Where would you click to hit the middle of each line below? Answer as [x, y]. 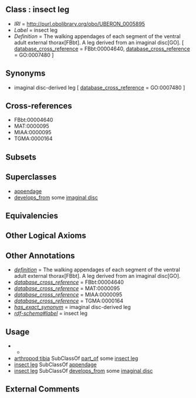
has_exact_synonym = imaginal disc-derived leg [72, 307]
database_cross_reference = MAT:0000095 [67, 288]
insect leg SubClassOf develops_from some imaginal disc [83, 371]
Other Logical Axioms [46, 236]
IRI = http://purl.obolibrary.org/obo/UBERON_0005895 [79, 23]
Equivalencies [32, 216]
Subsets [21, 157]
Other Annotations [40, 255]
